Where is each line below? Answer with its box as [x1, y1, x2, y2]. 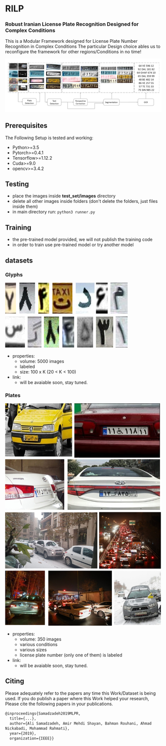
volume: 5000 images [19, 358, 64, 364]
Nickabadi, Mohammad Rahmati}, [5, 726, 70, 731]
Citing [5, 677, 24, 685]
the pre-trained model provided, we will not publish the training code [12, 237, 153, 243]
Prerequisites [5, 121, 48, 130]
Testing [5, 180, 29, 188]
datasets [5, 256, 33, 265]
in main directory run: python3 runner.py [12, 209, 95, 215]
